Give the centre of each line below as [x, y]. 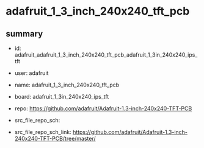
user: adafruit [31, 73]
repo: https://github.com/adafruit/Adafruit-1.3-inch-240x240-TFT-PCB [103, 108]
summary [24, 34]
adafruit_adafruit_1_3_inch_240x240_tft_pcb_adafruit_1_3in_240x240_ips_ [106, 55]
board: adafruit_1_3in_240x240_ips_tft [62, 97]
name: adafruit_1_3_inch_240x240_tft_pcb [67, 85]
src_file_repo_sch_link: [43, 132]
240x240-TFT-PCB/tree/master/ [55, 139]
